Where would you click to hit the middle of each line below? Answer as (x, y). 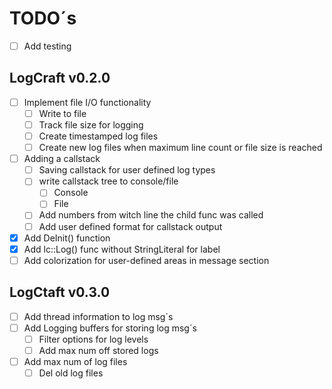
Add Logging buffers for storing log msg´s (110, 328)
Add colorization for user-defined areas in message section (146, 260)
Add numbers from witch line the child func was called (151, 215)
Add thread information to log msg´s (98, 316)
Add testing (47, 46)
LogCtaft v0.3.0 (60, 292)
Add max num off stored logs (98, 350)
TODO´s (43, 18)
